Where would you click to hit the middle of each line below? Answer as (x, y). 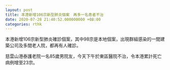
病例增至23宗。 (22, 63)
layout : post (19, 10)
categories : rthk (24, 24)
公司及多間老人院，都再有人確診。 (45, 46)
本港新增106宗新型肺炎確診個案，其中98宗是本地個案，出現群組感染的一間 (83, 39)
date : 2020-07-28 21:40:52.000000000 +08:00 (53, 19)
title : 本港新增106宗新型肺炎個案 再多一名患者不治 (55, 15)
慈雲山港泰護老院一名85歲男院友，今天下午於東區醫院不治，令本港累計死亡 (83, 56)
